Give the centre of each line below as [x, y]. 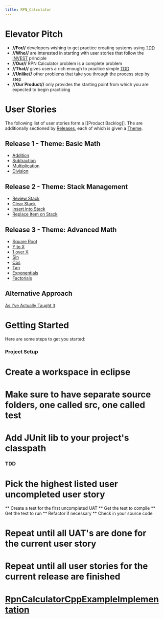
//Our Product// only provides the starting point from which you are [80, 84]
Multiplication [26, 166]
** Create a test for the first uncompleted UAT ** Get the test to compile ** [80, 508]
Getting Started [37, 325]
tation [17, 609]
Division [20, 171]
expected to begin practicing [41, 90]
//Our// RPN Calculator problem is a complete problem [67, 63]
